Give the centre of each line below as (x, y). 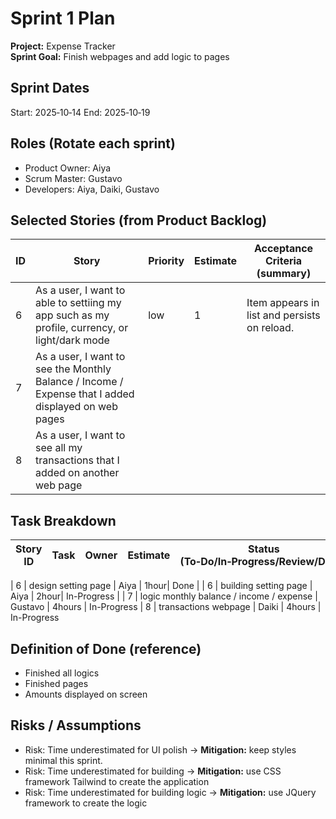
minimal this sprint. (63, 760)
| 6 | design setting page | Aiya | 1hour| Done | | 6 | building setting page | (161, 586)
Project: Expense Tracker (63, 46)
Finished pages (56, 683)
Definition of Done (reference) (106, 648)
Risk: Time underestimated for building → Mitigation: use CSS (153, 771)
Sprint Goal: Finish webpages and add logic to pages (120, 56)
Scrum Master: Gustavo (73, 178)
